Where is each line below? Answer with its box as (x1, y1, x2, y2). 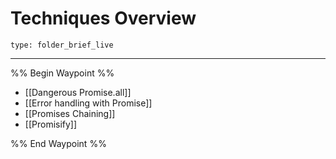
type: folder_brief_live (10, 40, 114, 50)
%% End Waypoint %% (10, 137, 107, 149)
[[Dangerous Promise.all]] (24, 86, 132, 98)
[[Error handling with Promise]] (24, 97, 153, 109)
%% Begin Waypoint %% (10, 67, 115, 79)
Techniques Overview (10, 7, 197, 30)
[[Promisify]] (24, 118, 78, 130)
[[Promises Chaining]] (24, 107, 116, 119)
